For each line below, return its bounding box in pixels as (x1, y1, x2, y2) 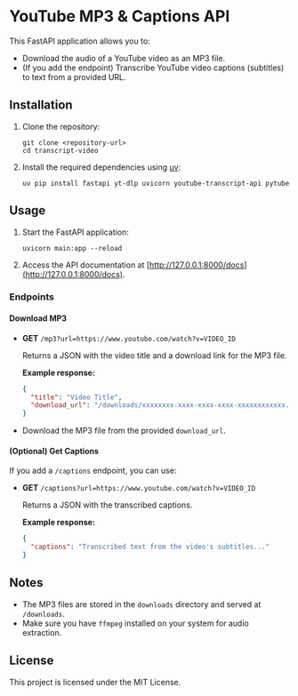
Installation (9, 98, 73, 113)
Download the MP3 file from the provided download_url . (21, 425, 227, 436)
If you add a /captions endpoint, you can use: (9, 465, 177, 476)
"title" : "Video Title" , (30, 393, 123, 402)
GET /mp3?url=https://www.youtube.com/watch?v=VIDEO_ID (21, 332, 236, 343)
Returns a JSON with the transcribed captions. (21, 500, 193, 510)
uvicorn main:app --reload (21, 244, 123, 252)
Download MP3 (9, 313, 68, 324)
